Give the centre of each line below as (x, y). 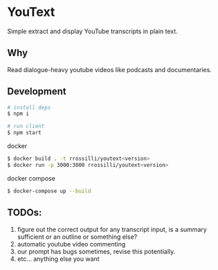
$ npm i (18, 114)
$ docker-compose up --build (49, 191)
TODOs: (25, 213)
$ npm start (24, 133)
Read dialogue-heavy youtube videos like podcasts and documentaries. (110, 69)
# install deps (29, 107)
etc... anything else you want (58, 259)
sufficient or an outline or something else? (77, 237)
